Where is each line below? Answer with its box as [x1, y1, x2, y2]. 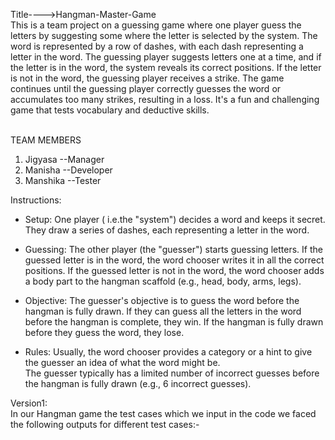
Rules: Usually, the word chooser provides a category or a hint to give [24, 346, 313, 358]
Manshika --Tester [24, 175, 102, 186]
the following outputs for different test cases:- [10, 419, 200, 430]
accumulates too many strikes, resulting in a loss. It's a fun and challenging [10, 94, 320, 105]
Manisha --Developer [24, 164, 113, 176]
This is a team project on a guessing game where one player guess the [10, 19, 302, 31]
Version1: [10, 397, 48, 409]
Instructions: [10, 194, 62, 206]
